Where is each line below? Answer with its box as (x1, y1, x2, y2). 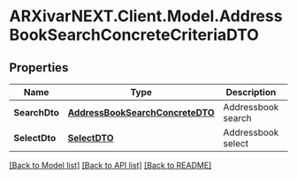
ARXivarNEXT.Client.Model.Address (9, 6, 283, 26)
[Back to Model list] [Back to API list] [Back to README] (9, 160, 212, 170)
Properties (9, 60, 69, 75)
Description (225, 86, 277, 98)
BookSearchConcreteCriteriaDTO (9, 25, 259, 45)
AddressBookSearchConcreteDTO (67, 107, 215, 118)
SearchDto (13, 107, 60, 118)
